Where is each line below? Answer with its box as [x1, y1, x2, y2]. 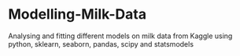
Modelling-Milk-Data [8, 5, 147, 23]
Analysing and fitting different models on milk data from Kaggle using [8, 31, 233, 40]
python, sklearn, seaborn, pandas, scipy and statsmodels [8, 39, 194, 48]
